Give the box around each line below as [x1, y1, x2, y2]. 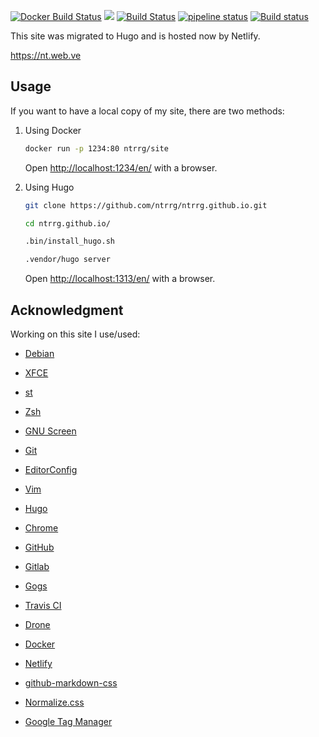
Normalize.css [24, 696, 85, 708]
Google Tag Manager [24, 716, 113, 727]
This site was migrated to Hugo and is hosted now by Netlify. [10, 30, 261, 42]
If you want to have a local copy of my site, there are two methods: [10, 105, 285, 117]
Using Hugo [24, 181, 75, 193]
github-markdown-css [24, 677, 118, 689]
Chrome [24, 522, 59, 534]
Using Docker [24, 124, 82, 136]
